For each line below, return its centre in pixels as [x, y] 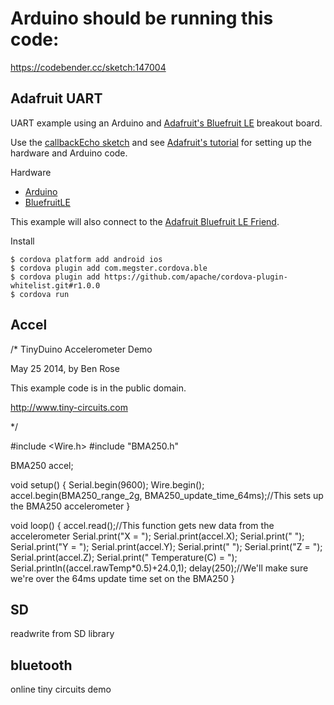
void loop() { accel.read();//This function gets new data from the [142, 525]
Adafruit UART [56, 98]
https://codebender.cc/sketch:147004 [88, 67]
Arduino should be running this [142, 18]
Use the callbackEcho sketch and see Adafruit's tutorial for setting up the [161, 142]
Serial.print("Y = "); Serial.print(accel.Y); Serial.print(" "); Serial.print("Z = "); [166, 546]
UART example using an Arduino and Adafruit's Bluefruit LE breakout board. [166, 123]
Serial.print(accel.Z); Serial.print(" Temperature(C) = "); [124, 557]
